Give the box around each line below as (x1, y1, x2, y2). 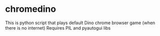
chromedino (5, 3, 56, 15)
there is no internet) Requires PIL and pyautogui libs (5, 25, 111, 31)
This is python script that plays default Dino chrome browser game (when (5, 20, 156, 26)
